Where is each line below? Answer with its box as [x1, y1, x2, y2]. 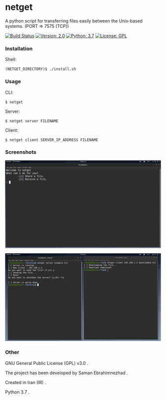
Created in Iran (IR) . [5, 379, 46, 385]
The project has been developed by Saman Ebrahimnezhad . [5, 370, 128, 376]
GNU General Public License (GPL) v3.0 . [5, 360, 88, 366]
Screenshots [5, 149, 37, 156]
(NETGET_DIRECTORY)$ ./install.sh [5, 66, 77, 72]
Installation [5, 45, 33, 52]
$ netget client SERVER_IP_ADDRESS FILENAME [5, 137, 98, 142]
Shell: [5, 57, 17, 62]
